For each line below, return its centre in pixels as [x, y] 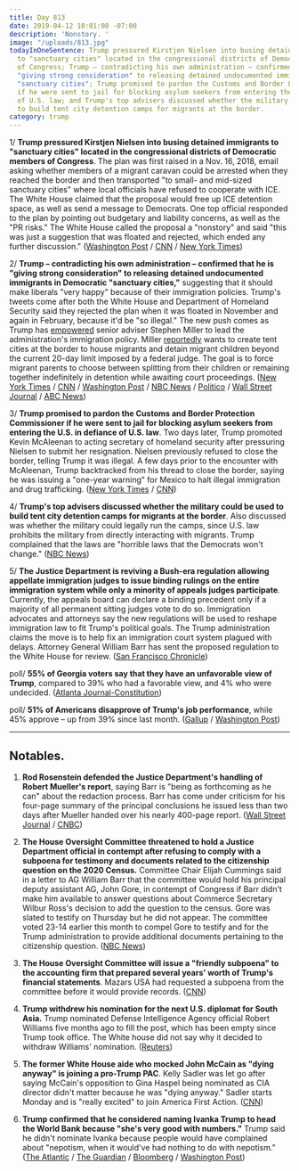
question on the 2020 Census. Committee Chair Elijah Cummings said [152, 870]
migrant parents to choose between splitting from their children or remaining [149, 368]
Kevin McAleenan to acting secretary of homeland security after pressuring [147, 442]
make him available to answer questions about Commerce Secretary [147, 898]
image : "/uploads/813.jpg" [59, 42]
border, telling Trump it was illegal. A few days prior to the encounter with [144, 461]
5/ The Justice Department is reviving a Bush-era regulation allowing [139, 571]
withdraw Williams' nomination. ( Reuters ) [97, 1046]
